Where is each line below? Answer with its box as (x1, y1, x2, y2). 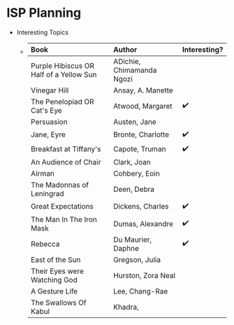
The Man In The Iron (30, 214, 97, 224)
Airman (30, 168, 55, 178)
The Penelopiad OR (30, 97, 94, 106)
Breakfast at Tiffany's (30, 144, 101, 154)
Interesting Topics (16, 28, 69, 36)
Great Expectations (30, 202, 94, 212)
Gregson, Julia (113, 254, 161, 264)
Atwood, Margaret (113, 101, 173, 111)
